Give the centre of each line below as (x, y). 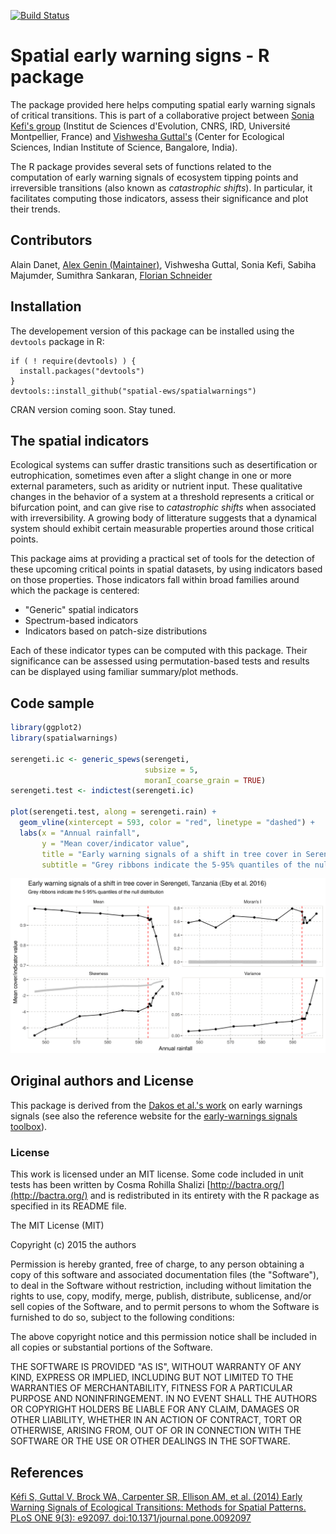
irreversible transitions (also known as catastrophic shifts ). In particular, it (161, 187)
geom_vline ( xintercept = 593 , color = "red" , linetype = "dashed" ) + (167, 823)
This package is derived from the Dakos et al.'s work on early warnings (156, 1105)
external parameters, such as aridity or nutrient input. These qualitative (156, 486)
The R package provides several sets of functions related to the (141, 166)
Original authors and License (102, 1081)
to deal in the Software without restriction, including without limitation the (161, 1286)
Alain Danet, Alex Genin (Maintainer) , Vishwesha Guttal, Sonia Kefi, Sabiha (163, 264)
